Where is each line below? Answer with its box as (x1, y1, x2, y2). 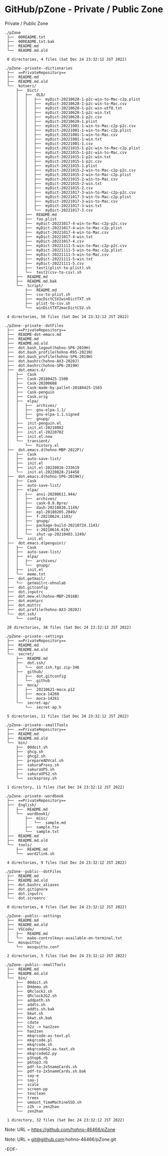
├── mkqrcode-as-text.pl (16, 1033, 71, 1038)
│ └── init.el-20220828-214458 (7, 469, 80, 475)
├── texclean (16, 1091, 46, 1096)
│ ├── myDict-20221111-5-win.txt (16, 256, 93, 262)
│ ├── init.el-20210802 (7, 425, 64, 430)
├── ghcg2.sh (16, 753, 46, 759)
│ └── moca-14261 (16, 696, 59, 701)
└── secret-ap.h (25, 705, 62, 710)
